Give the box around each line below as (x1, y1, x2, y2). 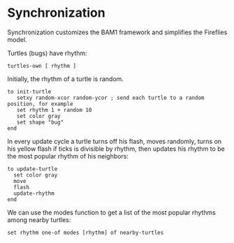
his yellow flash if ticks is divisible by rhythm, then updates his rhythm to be (7, 145, 225, 153)
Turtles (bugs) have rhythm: (7, 49, 87, 57)
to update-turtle (7, 165, 58, 172)
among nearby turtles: (7, 215, 71, 224)
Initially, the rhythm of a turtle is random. (7, 75, 124, 83)
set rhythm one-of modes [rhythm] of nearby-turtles (7, 229, 164, 236)
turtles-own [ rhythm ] (7, 62, 77, 69)
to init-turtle (7, 88, 52, 95)
